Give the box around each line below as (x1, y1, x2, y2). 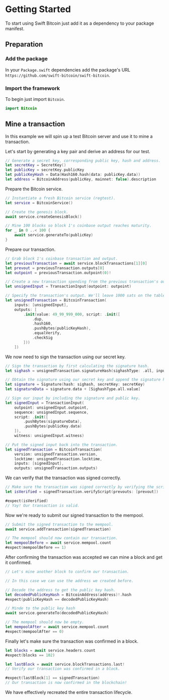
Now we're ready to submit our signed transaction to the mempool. (5, 512, 144, 518)
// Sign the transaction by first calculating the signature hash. (5, 363, 150, 368)
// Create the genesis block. (5, 209, 69, 215)
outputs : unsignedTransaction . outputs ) (14, 466, 98, 471)
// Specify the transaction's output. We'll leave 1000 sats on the (5, 293, 152, 298)
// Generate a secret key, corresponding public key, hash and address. (5, 158, 161, 163)
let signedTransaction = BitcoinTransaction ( (5, 447, 102, 452)
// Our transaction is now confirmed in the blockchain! (5, 680, 127, 685)
